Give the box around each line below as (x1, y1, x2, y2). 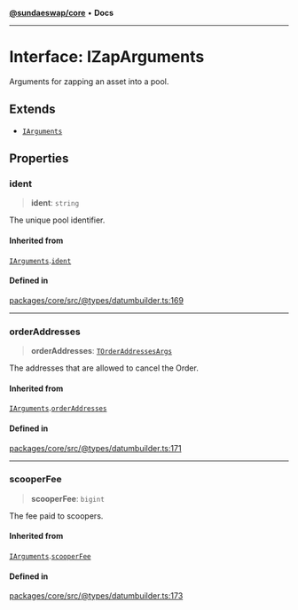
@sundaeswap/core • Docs (9, 8, 114, 18)
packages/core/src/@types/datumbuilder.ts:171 (9, 442, 182, 453)
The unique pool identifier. (9, 215, 106, 225)
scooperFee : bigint (30, 493, 105, 504)
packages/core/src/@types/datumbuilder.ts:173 (9, 590, 184, 601)
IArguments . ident (9, 254, 72, 265)
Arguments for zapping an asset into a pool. (9, 75, 169, 87)
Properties (9, 151, 69, 167)
